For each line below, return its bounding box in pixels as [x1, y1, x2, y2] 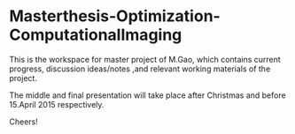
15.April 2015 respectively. [9, 99, 105, 109]
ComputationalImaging [9, 25, 182, 45]
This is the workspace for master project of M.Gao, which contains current [9, 54, 281, 64]
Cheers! [9, 116, 38, 127]
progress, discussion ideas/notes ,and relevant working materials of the [9, 63, 271, 74]
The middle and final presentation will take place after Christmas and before [9, 90, 286, 100]
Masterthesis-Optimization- [9, 6, 221, 26]
